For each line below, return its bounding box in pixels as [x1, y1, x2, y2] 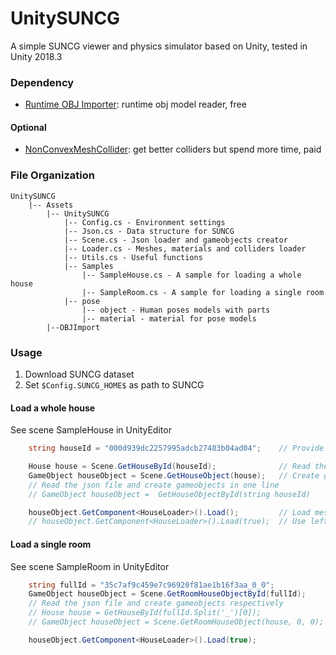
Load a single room [10, 538, 92, 550]
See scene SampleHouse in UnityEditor [10, 424, 172, 436]
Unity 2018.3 [10, 50, 63, 62]
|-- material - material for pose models [81, 313, 257, 324]
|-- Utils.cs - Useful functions [63, 252, 203, 262]
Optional [10, 121, 47, 133]
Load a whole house [10, 402, 96, 414]
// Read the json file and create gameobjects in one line [28, 480, 280, 490]
